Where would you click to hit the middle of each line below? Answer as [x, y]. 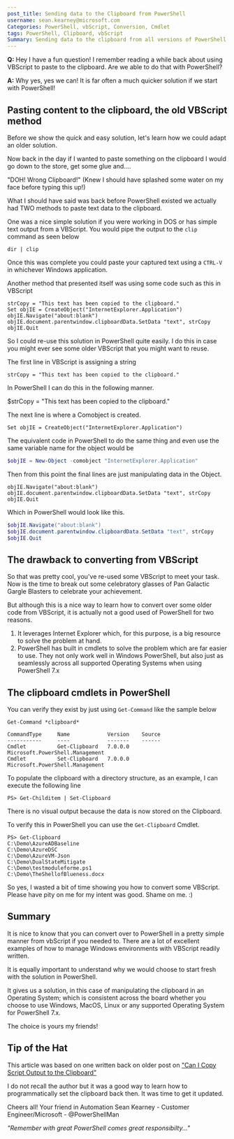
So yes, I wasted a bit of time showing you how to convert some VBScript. [114, 887]
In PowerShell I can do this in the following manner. [81, 387]
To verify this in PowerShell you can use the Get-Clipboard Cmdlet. [104, 825]
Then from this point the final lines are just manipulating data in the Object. [115, 474]
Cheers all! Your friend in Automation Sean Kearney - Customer [98, 1107]
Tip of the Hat [37, 1048]
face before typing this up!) [46, 187]
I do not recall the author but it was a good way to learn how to [97, 1086]
